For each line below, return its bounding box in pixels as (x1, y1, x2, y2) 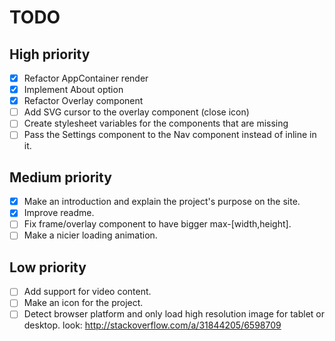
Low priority (9, 259, 87, 276)
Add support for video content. (23, 286, 152, 298)
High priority (9, 46, 91, 63)
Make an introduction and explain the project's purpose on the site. (23, 196, 301, 208)
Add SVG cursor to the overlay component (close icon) (23, 106, 250, 118)
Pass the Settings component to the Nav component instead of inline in (23, 129, 317, 141)
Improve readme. (23, 207, 95, 219)
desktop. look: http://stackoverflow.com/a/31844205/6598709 (23, 319, 282, 331)
